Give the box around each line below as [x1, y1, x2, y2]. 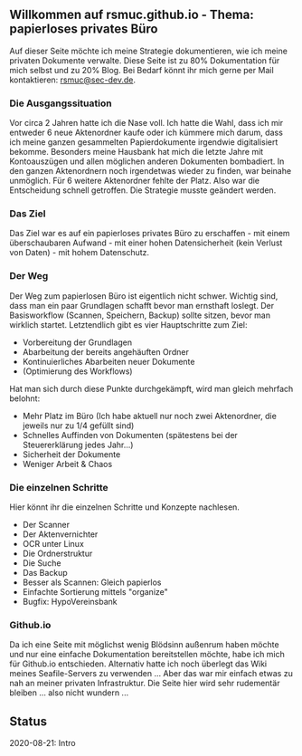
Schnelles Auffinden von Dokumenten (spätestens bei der [22, 429, 238, 440]
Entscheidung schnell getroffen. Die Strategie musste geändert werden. [9, 185, 277, 196]
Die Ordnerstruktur [22, 548, 93, 559]
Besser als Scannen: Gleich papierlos [22, 577, 162, 588]
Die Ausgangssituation [9, 97, 112, 110]
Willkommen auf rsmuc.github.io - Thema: [9, 7, 255, 23]
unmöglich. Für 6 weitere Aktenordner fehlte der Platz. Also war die [9, 176, 260, 187]
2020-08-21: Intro [9, 738, 76, 749]
